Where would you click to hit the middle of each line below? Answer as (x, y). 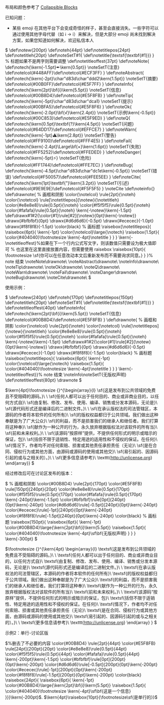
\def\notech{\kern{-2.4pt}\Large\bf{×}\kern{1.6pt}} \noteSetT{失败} (73, 147)
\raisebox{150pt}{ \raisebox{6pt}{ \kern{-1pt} (56, 522)
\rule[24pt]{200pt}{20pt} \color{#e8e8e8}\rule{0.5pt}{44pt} (66, 649)
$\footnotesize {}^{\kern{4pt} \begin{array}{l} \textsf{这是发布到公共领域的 (81, 549)
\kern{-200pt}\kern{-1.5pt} (32, 659)
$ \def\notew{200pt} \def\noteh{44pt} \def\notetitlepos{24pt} (68, 50)
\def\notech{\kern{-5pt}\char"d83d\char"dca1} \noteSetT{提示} (69, 101)
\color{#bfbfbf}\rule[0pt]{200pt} (93, 659)
